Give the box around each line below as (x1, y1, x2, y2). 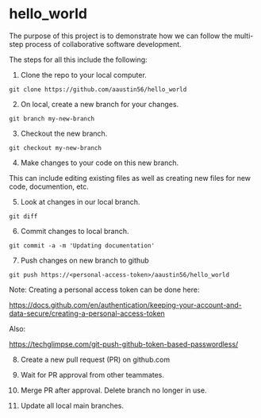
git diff (9, 212, 38, 221)
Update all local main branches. (20, 401, 125, 410)
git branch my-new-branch (9, 114, 94, 123)
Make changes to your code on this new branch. (20, 158, 179, 167)
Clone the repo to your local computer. (20, 70, 148, 79)
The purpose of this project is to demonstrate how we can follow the (9, 31, 233, 40)
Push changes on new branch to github (20, 255, 149, 265)
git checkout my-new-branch (9, 144, 102, 151)
